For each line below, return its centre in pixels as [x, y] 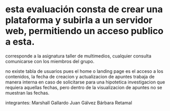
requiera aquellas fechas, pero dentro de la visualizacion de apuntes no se [84, 87]
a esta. [20, 42]
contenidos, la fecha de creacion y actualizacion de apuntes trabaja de [80, 76]
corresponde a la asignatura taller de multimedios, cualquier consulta [78, 56]
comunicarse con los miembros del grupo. [50, 61]
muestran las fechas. [27, 93]
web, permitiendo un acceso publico [84, 31]
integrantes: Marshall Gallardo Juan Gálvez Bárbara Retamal [69, 102]
